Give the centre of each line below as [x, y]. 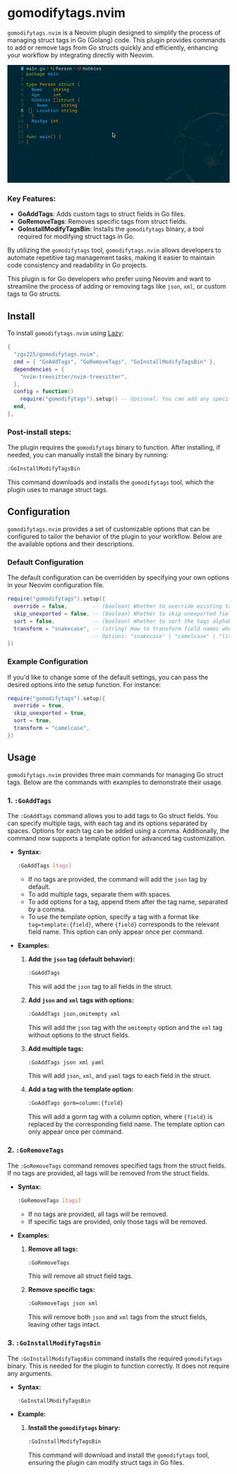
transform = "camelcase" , [52, 729]
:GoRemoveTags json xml [63, 1304]
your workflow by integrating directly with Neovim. [81, 55]
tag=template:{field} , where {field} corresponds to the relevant [124, 924]
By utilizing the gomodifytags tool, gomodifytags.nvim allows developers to [114, 250]
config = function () [44, 392]
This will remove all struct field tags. [80, 1276]
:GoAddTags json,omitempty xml [74, 1014]
